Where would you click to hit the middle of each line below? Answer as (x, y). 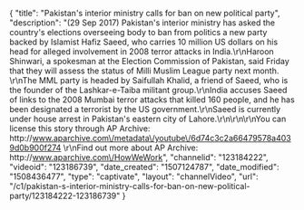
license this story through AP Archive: (80, 129)
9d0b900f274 (35, 148)
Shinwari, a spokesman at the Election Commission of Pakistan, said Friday (150, 61)
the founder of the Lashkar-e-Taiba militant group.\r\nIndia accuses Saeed (148, 90)
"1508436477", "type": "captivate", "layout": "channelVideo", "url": (134, 177)
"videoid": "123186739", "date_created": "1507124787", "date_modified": (144, 167)
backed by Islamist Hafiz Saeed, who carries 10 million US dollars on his (144, 42)
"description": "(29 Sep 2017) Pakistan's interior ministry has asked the (142, 23)
